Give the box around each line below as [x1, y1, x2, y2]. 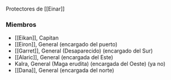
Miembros [5, 20, 37, 29]
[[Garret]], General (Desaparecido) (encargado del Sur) [14, 47, 153, 54]
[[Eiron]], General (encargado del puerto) [14, 41, 118, 48]
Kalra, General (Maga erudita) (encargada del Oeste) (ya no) [14, 60, 166, 68]
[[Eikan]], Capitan [14, 34, 59, 42]
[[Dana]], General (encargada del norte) [14, 67, 114, 74]
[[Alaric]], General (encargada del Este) [14, 54, 114, 61]
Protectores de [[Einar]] [5, 5, 65, 12]
